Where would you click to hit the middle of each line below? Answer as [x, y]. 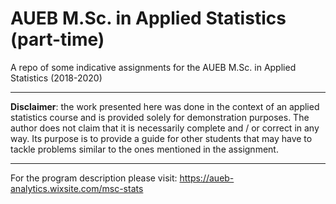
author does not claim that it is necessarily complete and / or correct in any [165, 128]
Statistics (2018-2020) [56, 78]
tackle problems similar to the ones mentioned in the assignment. [144, 149]
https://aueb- [207, 178]
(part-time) [57, 39]
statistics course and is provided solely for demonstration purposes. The [160, 117]
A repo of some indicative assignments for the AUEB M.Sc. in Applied [153, 67]
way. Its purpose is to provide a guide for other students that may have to [161, 138]
